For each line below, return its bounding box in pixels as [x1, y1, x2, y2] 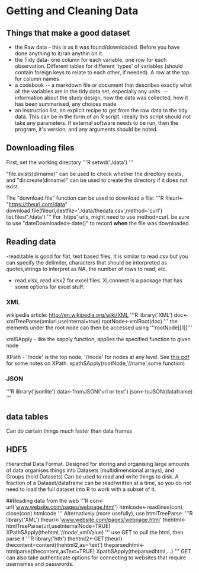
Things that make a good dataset [6, 28, 130, 38]
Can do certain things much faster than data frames [6, 427, 133, 435]
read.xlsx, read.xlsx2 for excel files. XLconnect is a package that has [14, 276, 182, 284]
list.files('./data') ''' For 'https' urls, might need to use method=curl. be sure [6, 213, 190, 221]
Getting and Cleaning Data [6, 4, 139, 18]
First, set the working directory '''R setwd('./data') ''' [6, 159, 134, 166]
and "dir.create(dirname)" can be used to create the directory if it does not [6, 177, 188, 184]
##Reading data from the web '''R [6, 497, 89, 504]
